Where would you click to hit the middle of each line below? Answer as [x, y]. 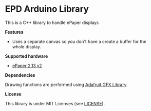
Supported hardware [27, 56]
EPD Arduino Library [47, 9]
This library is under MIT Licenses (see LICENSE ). [55, 103]
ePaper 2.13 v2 [27, 66]
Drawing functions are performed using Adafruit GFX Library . [66, 85]
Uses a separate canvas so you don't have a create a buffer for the [79, 41]
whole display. [27, 46]
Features [14, 32]
